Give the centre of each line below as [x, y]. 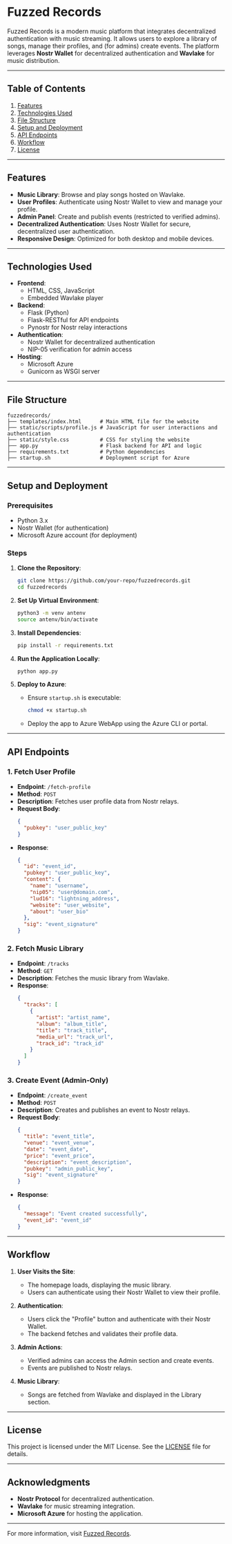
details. [18, 1454]
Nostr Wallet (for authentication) [63, 528]
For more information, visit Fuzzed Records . [69, 1534]
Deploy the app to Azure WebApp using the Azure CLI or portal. [118, 724]
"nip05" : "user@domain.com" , [72, 892]
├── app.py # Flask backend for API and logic [105, 446]
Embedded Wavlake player [65, 298]
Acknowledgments [49, 1482]
